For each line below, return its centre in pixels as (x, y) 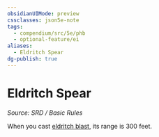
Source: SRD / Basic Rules (45, 113)
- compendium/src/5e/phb (50, 33)
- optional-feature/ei (46, 40)
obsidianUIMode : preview (43, 14)
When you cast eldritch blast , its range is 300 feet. (79, 126)
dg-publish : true (32, 59)
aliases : (20, 46)
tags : (15, 26)
